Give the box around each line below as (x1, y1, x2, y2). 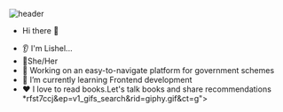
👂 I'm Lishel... (21, 43, 73, 53)
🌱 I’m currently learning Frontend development (21, 75, 193, 85)
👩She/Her (21, 56, 59, 66)
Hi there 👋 (21, 26, 59, 35)
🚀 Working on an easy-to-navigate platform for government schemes (21, 65, 275, 75)
